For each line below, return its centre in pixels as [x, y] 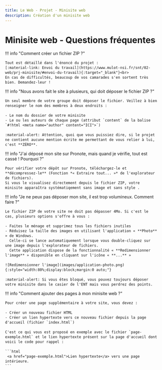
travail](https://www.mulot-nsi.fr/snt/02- [106, 68]
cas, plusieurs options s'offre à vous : [48, 216]
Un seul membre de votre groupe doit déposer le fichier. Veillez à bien [81, 101]
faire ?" [12, 202]
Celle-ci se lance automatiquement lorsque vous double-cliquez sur [80, 241]
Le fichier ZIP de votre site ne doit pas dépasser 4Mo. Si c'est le [77, 211]
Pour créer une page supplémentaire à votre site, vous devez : [71, 303]
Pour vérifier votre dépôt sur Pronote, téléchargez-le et [66, 168]
